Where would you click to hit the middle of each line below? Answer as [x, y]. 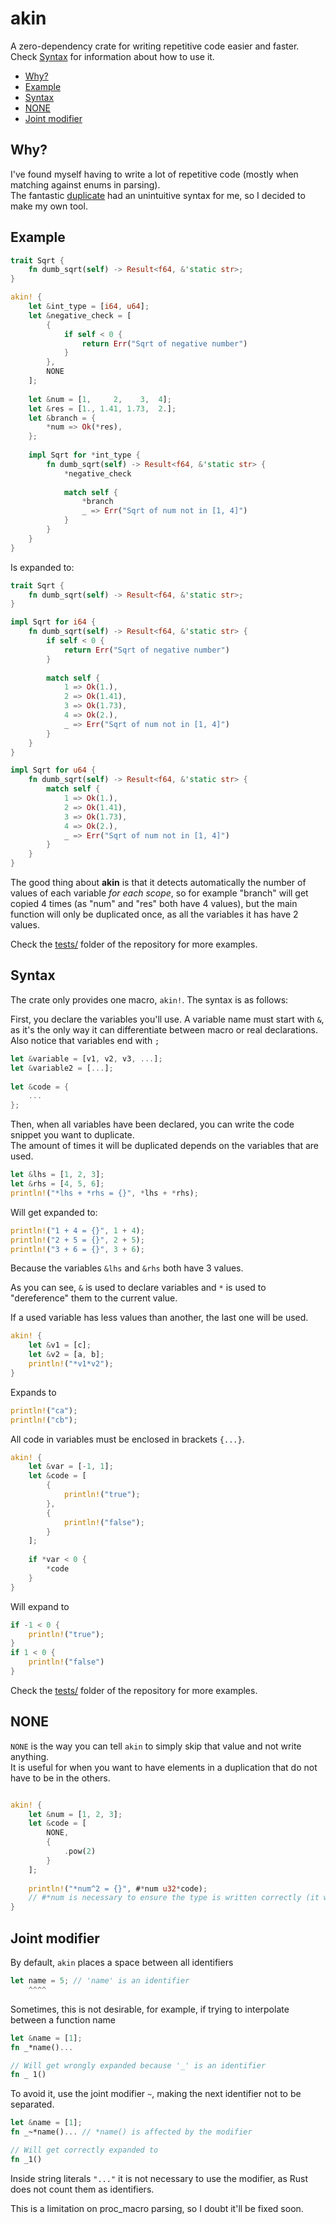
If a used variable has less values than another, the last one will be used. [159, 1318]
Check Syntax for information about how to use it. [112, 56]
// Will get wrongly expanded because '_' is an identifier [138, 2065]
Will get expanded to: [54, 1212]
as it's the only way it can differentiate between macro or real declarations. [164, 1029]
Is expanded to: [42, 567]
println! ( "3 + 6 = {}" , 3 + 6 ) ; [77, 1249]
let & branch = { [62, 418]
